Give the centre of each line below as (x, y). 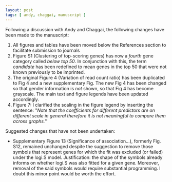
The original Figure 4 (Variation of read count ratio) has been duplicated (89, 77)
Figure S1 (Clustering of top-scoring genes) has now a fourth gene (83, 56)
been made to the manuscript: (37, 35)
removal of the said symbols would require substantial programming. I (87, 168)
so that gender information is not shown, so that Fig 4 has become (83, 88)
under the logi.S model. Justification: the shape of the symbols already (88, 157)
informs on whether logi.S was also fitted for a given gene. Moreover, (86, 163)
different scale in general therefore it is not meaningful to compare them (89, 115)
